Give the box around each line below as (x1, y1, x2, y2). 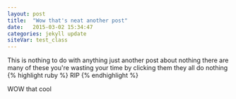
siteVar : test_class (7, 37, 69, 44)
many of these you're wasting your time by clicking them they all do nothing (7, 64, 228, 72)
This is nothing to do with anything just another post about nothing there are (7, 56, 229, 64)
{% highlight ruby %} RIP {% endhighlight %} (7, 71, 139, 80)
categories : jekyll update (7, 30, 87, 37)
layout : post (7, 10, 46, 18)
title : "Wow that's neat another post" (7, 17, 129, 24)
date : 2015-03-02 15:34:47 (7, 23, 93, 30)
